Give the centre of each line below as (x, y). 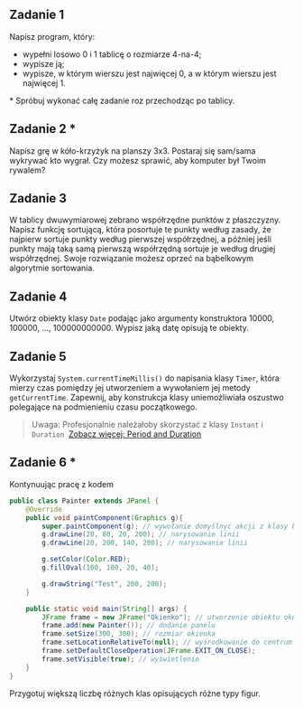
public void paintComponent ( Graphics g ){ (104, 518)
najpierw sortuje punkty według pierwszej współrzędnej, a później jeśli (141, 240)
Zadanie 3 (38, 198)
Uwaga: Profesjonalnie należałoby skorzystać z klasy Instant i (147, 425)
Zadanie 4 (38, 296)
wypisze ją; (43, 63)
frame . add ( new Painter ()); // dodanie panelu (129, 626)
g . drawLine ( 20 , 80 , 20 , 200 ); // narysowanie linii (141, 534)
